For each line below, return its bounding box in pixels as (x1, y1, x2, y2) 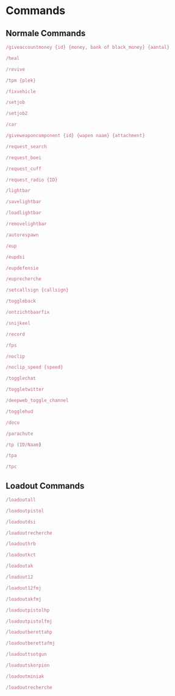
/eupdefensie (5, 265, 39, 271)
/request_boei (5, 154, 42, 161)
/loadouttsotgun (5, 651, 47, 657)
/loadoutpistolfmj (5, 618, 52, 624)
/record (5, 331, 26, 337)
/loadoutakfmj (5, 596, 42, 602)
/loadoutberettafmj (5, 640, 55, 646)
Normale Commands (5, 28, 86, 39)
